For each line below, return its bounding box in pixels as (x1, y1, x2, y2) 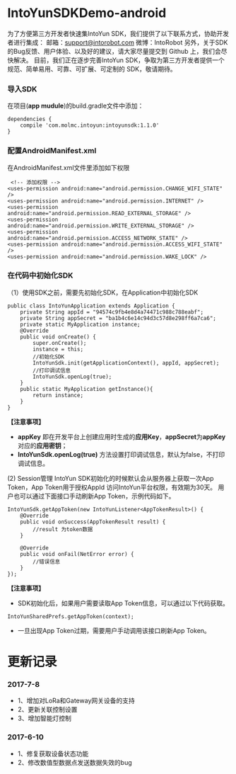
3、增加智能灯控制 (17, 714, 72, 723)
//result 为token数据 (33, 525, 93, 533)
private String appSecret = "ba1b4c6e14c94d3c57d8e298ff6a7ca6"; (20, 314, 217, 321)
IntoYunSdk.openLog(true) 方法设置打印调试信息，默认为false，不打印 (17, 450, 225, 458)
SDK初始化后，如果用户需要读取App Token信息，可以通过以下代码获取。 (17, 598, 230, 607)
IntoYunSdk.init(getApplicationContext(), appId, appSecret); (33, 359, 220, 366)
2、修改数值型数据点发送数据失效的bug (17, 758, 132, 766)
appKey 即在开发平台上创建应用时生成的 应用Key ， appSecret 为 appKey (17, 432, 226, 440)
